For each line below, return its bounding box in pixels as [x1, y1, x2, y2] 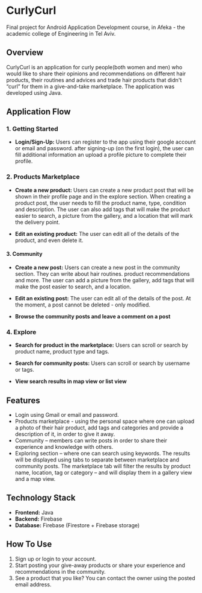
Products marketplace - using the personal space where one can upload [14, 417, 195, 425]
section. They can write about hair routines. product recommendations [14, 270, 191, 277]
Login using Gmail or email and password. [14, 411, 119, 419]
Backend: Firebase [14, 515, 63, 522]
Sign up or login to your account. [14, 555, 96, 562]
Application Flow [6, 107, 71, 117]
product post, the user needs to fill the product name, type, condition [14, 199, 186, 206]
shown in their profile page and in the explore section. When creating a [14, 192, 191, 200]
